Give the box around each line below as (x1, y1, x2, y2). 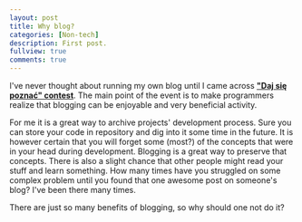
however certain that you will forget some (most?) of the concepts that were (9, 137, 294, 147)
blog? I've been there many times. (9, 185, 136, 195)
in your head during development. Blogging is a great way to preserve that (9, 146, 287, 157)
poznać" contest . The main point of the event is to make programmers (9, 90, 275, 101)
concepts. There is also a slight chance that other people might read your (9, 156, 284, 166)
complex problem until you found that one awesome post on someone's (9, 175, 278, 186)
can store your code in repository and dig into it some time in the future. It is (9, 127, 294, 137)
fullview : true (9, 47, 67, 56)
